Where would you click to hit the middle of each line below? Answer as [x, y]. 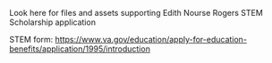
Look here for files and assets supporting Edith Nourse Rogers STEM [136, 13]
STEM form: [31, 39]
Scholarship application [53, 22]
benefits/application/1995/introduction [80, 49]
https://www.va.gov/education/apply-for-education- [151, 39]
